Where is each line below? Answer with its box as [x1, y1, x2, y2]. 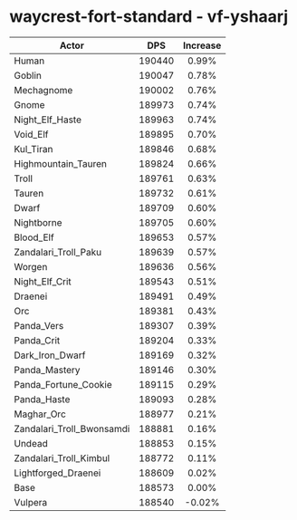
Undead [14, 437, 48, 449]
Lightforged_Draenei [14, 467, 101, 479]
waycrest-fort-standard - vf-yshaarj [9, 6, 289, 27]
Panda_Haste [14, 392, 71, 405]
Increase [182, 39, 222, 52]
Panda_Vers [14, 319, 64, 332]
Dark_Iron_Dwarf [14, 349, 86, 361]
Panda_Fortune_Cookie [14, 378, 112, 390]
